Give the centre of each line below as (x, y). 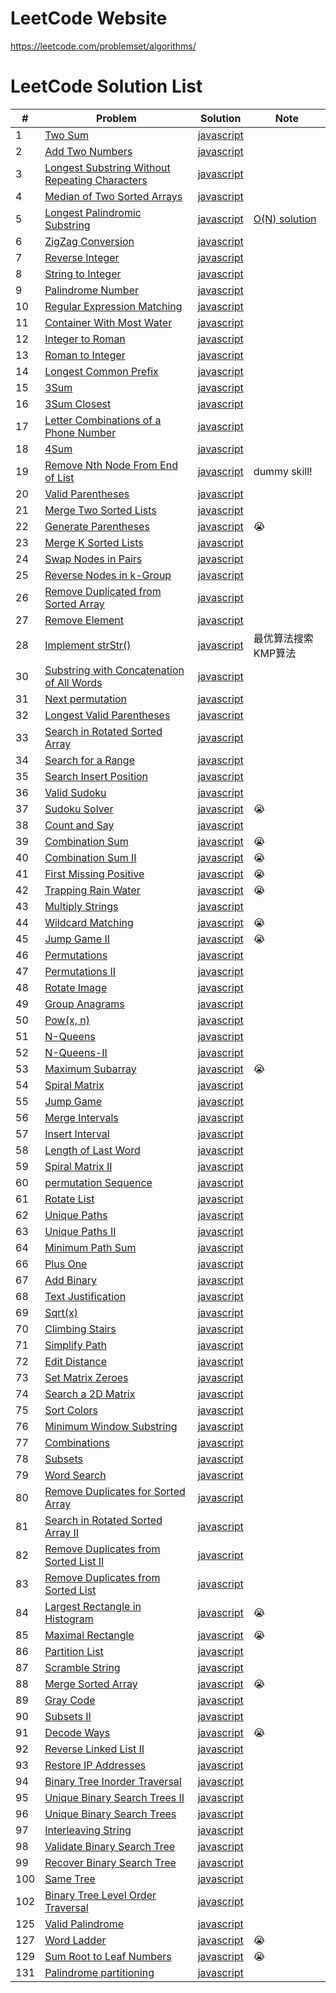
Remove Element (84, 620)
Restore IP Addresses (95, 1765)
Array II (62, 1532)
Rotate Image (76, 987)
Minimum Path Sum (90, 1247)
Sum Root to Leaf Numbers (108, 1956)
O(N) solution (285, 219)
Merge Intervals (81, 1117)
